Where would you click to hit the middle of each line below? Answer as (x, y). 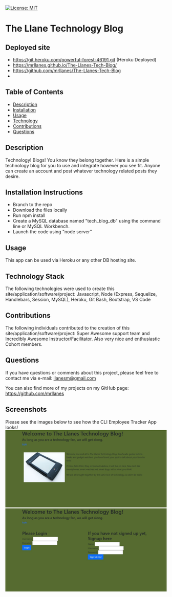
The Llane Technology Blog (64, 29)
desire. (13, 176)
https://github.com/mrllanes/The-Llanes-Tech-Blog (67, 71)
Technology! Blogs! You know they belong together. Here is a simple (77, 160)
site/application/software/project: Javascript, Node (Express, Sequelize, (81, 294)
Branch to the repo (33, 205)
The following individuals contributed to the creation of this (68, 328)
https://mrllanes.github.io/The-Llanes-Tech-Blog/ (64, 65)
